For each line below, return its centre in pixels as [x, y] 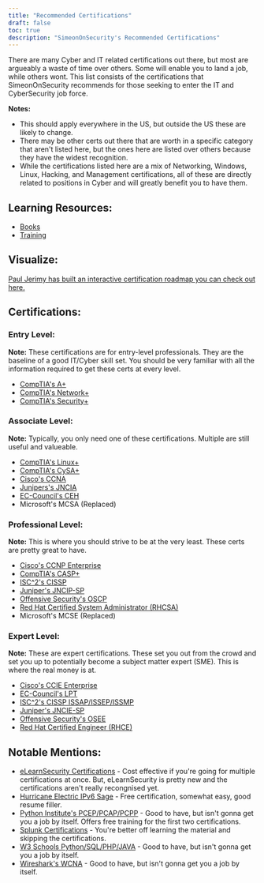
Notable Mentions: [55, 752]
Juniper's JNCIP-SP [52, 591]
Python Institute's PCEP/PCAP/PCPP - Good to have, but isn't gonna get [136, 813]
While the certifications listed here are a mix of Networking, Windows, [133, 166]
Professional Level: [46, 524]
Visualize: [33, 260]
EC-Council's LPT [48, 694]
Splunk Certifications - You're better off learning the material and [125, 830]
